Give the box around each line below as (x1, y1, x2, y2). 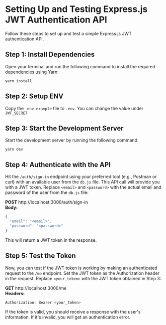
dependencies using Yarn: (5, 69, 59, 75)
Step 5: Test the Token (5, 252, 76, 260)
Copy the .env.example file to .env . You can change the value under (5, 105, 144, 111)
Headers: (5, 290, 25, 296)
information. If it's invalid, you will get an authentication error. (5, 314, 131, 320)
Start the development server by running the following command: (5, 137, 139, 143)
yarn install (5, 78, 32, 83)
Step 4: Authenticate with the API (5, 161, 111, 169)
